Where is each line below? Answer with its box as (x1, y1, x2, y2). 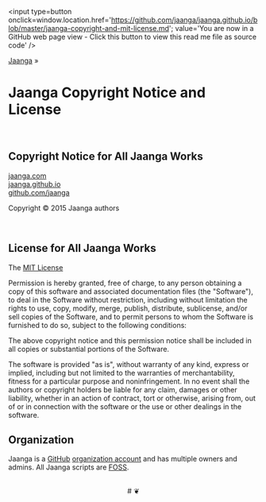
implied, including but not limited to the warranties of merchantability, (8, 368, 236, 377)
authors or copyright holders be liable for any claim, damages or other (8, 384, 238, 394)
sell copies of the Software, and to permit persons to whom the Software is (8, 311, 254, 321)
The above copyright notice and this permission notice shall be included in (8, 335, 252, 345)
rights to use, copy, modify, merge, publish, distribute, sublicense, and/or (8, 303, 248, 313)
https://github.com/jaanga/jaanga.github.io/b (110, 15, 258, 25)
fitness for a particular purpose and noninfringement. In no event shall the (8, 376, 250, 386)
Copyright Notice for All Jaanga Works (8, 150, 204, 164)
